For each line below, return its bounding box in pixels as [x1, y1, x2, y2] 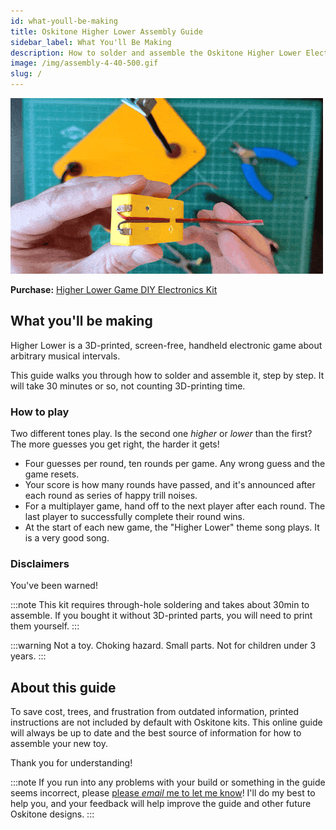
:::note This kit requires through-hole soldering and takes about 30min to [10, 599, 310, 611]
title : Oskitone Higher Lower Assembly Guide [10, 26, 203, 37]
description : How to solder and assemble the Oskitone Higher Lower [10, 48, 302, 58]
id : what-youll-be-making [10, 16, 118, 26]
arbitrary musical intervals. [10, 350, 121, 362]
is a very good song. [24, 532, 110, 544]
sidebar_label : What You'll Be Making [10, 37, 172, 47]
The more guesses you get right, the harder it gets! [10, 438, 220, 450]
